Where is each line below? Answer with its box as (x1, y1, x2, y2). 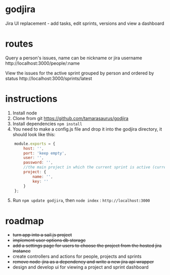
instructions (5, 93, 58, 105)
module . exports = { (14, 141, 56, 146)
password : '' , (23, 160, 53, 165)
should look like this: (12, 131, 56, 137)
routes (5, 38, 33, 50)
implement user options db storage (12, 237, 86, 244)
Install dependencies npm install (12, 121, 82, 127)
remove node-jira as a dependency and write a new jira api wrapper (12, 259, 154, 265)
